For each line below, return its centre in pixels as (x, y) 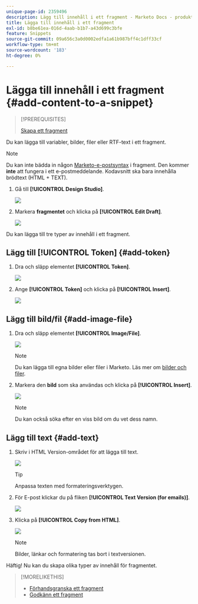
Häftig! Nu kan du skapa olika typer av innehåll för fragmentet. (82, 565)
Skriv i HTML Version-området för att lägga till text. (76, 452)
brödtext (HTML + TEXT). (37, 177)
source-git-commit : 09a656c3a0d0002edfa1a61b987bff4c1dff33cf (84, 39)
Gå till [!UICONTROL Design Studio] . (59, 189)
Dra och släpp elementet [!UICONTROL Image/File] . (78, 333)
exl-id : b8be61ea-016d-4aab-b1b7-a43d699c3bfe (64, 28)
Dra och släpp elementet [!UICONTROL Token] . (72, 267)
